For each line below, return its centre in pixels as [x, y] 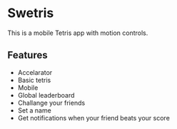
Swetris [31, 13]
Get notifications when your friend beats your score [93, 118]
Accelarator [35, 72]
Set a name [34, 110]
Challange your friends [51, 103]
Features [27, 55]
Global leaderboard [46, 95]
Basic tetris [34, 80]
